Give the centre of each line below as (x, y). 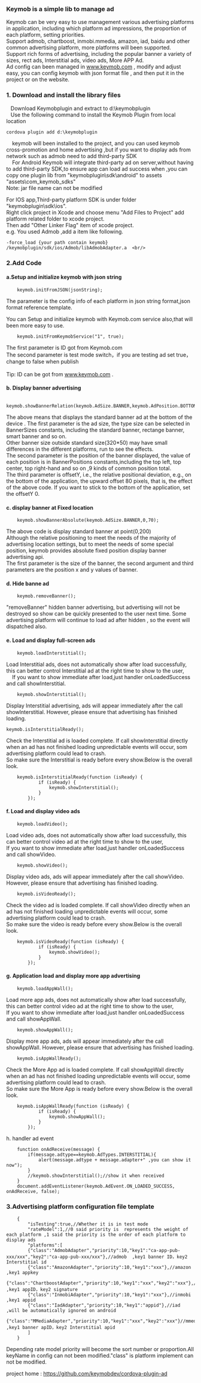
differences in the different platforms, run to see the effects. (80, 449)
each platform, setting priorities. (46, 35)
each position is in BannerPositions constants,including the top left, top (94, 462)
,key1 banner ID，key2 (160, 1257)
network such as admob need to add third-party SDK (71, 156)
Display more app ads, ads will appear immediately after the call (85, 1041)
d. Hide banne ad (28, 583)
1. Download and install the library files (63, 95)
